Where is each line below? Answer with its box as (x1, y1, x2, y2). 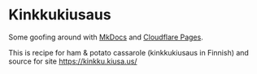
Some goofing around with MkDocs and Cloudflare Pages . (8, 32, 203, 42)
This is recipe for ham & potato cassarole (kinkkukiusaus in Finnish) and (8, 47, 250, 57)
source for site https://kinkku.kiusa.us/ (8, 56, 137, 66)
